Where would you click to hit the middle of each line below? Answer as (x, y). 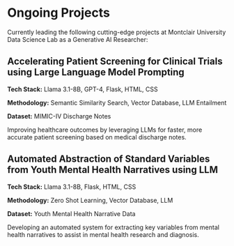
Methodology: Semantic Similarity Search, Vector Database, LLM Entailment (117, 102)
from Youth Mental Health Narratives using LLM (112, 170)
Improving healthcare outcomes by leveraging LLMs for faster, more (105, 130)
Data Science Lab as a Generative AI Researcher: (78, 39)
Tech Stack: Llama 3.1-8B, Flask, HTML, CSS (72, 187)
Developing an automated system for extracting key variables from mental (113, 227)
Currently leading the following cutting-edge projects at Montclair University (117, 32)
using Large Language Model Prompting (96, 72)
